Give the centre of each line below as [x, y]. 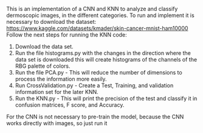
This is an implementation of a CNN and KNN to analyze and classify [92, 9]
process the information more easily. [61, 79]
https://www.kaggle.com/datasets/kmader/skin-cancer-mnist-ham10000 [97, 28]
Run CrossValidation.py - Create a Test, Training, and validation [94, 85]
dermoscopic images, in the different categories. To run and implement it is [100, 15]
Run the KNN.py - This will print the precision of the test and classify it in [106, 98]
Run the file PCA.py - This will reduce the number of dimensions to [98, 72]
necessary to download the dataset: [51, 22]
